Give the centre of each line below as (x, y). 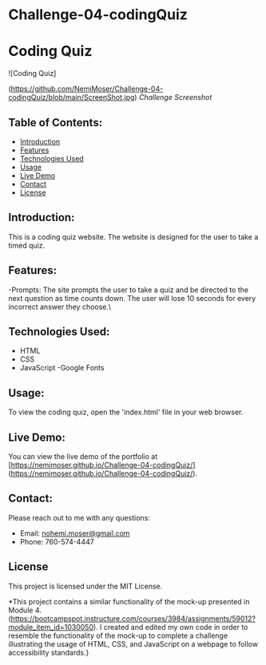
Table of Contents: (56, 123)
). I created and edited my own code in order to (171, 627)
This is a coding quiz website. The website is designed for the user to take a (133, 236)
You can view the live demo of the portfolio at (83, 456)
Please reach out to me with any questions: (79, 517)
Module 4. (25, 610)
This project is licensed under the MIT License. (85, 586)
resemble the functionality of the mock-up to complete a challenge (118, 635)
